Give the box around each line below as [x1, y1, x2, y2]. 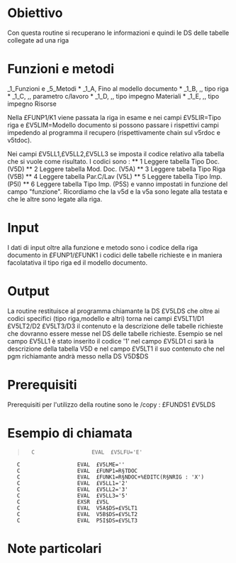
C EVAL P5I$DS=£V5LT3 [16, 517, 138, 524]
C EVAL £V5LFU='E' [31, 449, 143, 456]
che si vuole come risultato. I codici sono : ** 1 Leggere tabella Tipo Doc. [7, 157, 220, 165]
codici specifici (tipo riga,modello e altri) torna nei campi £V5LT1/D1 [7, 314, 204, 322]
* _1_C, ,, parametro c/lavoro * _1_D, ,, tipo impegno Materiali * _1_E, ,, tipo [7, 92, 220, 100]
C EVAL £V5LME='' [16, 461, 125, 468]
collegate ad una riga [7, 35, 69, 44]
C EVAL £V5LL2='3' [16, 486, 129, 493]
